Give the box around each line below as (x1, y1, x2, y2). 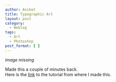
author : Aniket (5, 7, 36, 12)
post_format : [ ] (5, 43, 40, 48)
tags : (5, 30, 16, 35)
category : (5, 20, 25, 26)
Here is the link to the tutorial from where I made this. (5, 71, 112, 77)
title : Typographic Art (5, 12, 53, 17)
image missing (5, 57, 34, 62)
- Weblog (9, 25, 27, 30)
